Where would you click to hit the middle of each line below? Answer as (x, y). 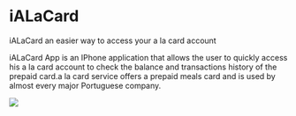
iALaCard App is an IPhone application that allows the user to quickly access (148, 57)
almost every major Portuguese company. (85, 85)
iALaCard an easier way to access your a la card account (113, 40)
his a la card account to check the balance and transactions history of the (143, 67)
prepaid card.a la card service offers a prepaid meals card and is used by (142, 76)
